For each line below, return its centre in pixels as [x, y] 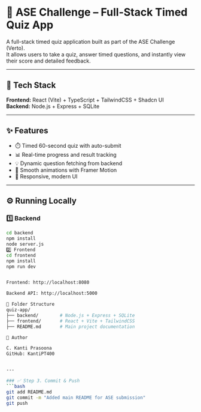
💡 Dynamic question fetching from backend [68, 163]
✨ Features [27, 131]
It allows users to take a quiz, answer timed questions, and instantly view [96, 54]
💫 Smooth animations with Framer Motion [66, 170]
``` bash [16, 386]
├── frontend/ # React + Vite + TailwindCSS [71, 321]
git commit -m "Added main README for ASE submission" [76, 398]
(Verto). [16, 48]
